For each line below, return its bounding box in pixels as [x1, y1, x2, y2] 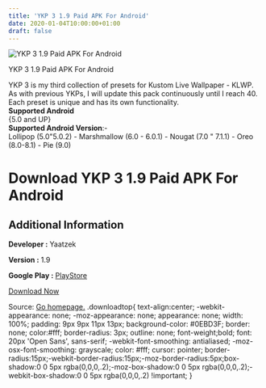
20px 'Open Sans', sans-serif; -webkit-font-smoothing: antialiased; [8, 336, 231, 346]
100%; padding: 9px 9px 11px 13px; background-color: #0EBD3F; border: [8, 319, 251, 329]
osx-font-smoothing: [8, 345, 77, 355]
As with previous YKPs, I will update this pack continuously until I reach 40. [8, 89, 258, 99]
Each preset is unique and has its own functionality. [8, 98, 180, 108]
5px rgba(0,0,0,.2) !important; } [89, 371, 193, 381]
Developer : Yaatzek [8, 239, 77, 249]
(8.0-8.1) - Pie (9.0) [8, 141, 72, 150]
